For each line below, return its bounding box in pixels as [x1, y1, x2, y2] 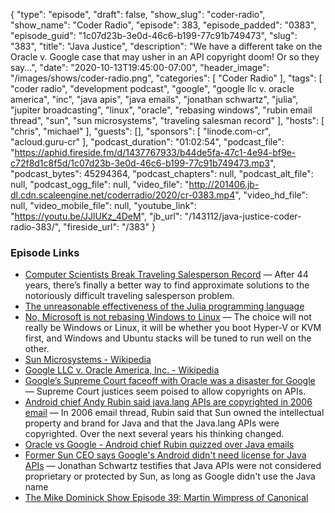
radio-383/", [10, 221, 62, 233]
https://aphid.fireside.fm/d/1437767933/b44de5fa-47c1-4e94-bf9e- [14, 147, 297, 158]
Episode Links [10, 245, 80, 259]
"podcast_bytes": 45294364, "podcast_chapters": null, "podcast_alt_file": [10, 168, 314, 179]
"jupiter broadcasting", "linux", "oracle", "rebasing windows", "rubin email [10, 104, 313, 116]
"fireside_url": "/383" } [63, 221, 156, 233]
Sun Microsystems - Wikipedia [24, 354, 152, 366]
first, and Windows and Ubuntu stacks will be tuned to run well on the [24, 332, 312, 344]
